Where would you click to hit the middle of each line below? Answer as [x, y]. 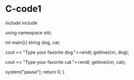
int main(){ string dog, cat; [33, 42]
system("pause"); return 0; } [35, 72]
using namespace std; [29, 32]
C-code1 [23, 9]
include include [21, 23]
